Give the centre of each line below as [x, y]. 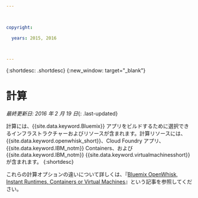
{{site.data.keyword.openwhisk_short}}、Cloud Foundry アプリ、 [85, 141]
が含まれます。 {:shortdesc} [40, 162]
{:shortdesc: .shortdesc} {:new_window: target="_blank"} [76, 71]
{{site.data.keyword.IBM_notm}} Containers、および [69, 148]
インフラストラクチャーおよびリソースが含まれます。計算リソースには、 [98, 134]
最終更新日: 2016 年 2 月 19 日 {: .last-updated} [62, 114]
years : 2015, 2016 [34, 38]
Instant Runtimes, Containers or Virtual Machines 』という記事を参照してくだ [99, 182]
